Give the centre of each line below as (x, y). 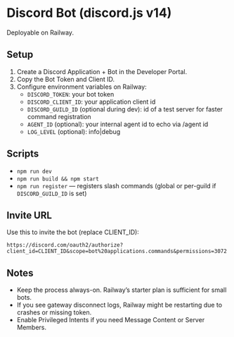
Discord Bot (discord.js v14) (89, 13)
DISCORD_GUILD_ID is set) (52, 193)
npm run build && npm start (58, 179)
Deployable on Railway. (40, 32)
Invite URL (29, 215)
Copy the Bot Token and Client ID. (66, 79)
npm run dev (34, 171)
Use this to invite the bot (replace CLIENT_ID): (73, 232)
